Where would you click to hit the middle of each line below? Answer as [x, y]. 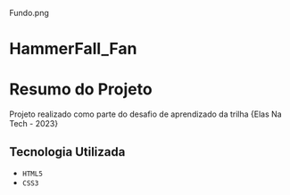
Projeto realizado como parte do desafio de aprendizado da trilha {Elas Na [146, 114]
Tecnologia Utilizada [67, 152]
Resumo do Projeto [81, 89]
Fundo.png [29, 13]
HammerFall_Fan [73, 49]
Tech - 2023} [34, 124]
